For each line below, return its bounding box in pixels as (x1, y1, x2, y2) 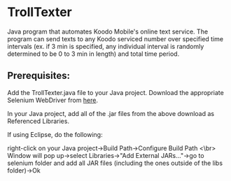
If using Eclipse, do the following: (7, 130, 103, 138)
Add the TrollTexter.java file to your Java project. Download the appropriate (7, 88, 224, 96)
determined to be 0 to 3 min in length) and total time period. (7, 50, 180, 58)
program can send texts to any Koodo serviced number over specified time (7, 34, 224, 43)
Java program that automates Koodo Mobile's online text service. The (7, 27, 209, 36)
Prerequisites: (7, 70, 70, 82)
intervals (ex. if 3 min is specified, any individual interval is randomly (7, 42, 204, 50)
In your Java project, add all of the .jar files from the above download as (7, 109, 215, 117)
